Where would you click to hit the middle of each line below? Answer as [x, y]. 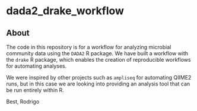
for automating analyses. [36, 66]
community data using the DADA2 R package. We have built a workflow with [97, 53]
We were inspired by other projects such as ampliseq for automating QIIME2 [99, 77]
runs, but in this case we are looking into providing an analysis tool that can [98, 84]
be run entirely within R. [35, 90]
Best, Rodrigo [23, 102]
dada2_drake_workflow [65, 11]
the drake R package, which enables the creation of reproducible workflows [99, 60]
